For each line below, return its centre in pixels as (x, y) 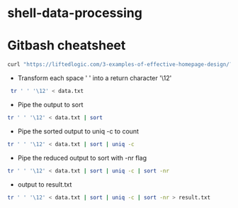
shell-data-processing (75, 13)
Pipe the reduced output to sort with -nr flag (82, 158)
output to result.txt (45, 184)
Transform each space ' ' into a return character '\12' (95, 78)
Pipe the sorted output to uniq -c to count (78, 131)
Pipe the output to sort (50, 104)
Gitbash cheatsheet (67, 46)
